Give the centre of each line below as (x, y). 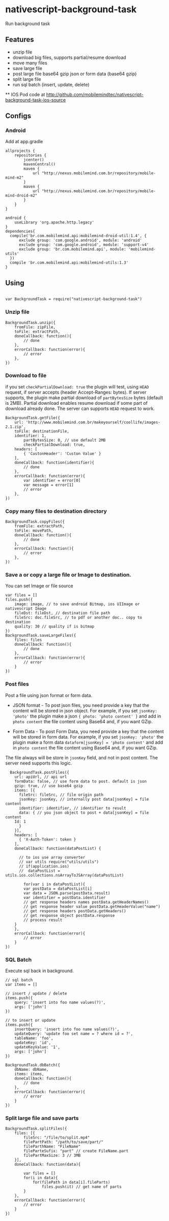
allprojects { (20, 151)
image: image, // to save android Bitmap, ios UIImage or (77, 604)
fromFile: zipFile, (35, 327)
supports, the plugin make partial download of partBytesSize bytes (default (84, 398)
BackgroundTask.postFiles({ (40, 772)
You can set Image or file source (39, 586)
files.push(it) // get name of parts (82, 1187)
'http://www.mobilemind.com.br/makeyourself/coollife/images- (93, 422)
